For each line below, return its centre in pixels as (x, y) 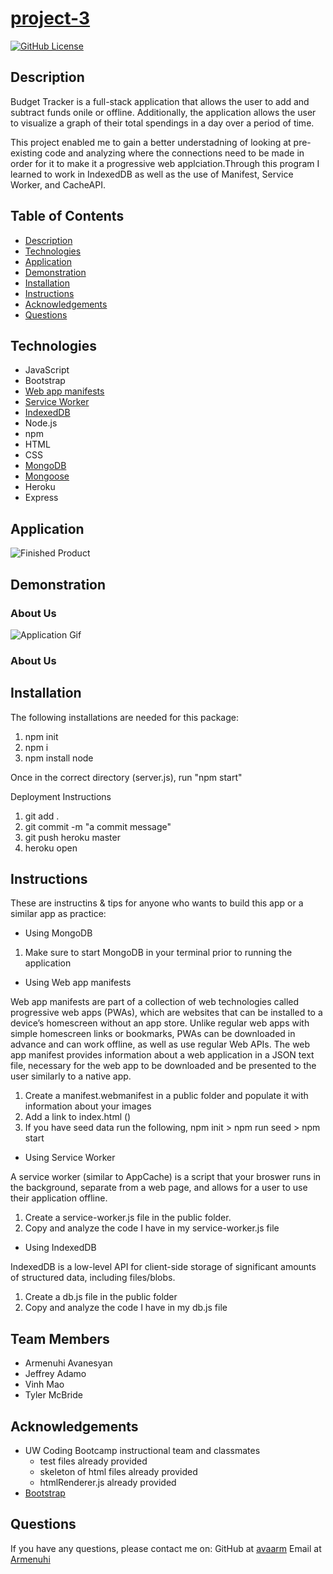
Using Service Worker (70, 1158)
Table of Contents (67, 216)
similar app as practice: (58, 914)
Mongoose (47, 476)
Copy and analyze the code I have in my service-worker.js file (152, 1228)
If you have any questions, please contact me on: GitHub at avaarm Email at (166, 1548)
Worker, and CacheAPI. (58, 184)
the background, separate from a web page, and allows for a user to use (159, 1188)
